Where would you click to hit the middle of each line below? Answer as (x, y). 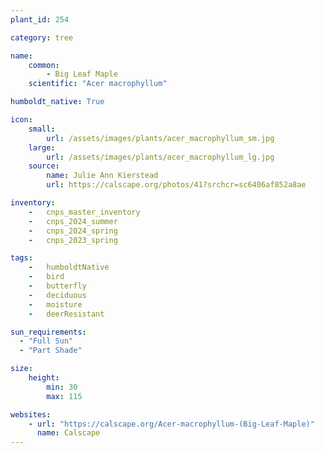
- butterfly (57, 286)
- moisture (55, 304)
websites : (31, 414)
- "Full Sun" (46, 341)
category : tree (42, 37)
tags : (21, 258)
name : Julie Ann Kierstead (102, 176)
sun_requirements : (48, 332)
